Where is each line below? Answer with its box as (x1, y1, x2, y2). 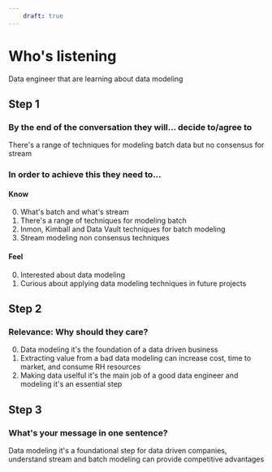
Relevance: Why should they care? (8, 326, 149, 337)
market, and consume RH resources (19, 362, 141, 372)
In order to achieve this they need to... (8, 169, 162, 180)
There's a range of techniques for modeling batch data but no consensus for (8, 140, 265, 150)
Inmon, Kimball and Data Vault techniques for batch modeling (19, 224, 226, 234)
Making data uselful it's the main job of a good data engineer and (19, 370, 239, 380)
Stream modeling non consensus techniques (19, 233, 171, 243)
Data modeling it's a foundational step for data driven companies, (8, 445, 227, 455)
